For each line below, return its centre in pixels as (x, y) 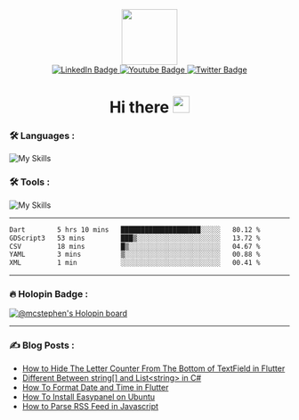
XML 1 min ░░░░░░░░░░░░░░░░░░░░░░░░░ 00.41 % (135, 263)
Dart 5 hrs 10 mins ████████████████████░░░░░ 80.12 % (135, 230)
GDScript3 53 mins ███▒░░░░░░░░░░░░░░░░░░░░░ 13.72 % (135, 238)
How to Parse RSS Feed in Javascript (90, 406)
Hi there (140, 107)
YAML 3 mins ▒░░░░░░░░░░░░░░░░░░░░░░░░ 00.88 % (135, 255)
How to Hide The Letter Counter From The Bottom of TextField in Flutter (154, 368)
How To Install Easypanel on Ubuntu (89, 397)
